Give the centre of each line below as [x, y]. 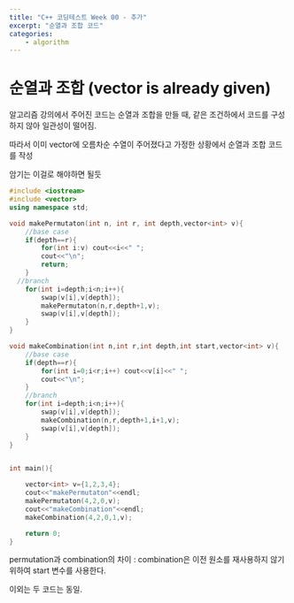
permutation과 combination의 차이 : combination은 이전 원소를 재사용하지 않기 [147, 560]
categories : [31, 34]
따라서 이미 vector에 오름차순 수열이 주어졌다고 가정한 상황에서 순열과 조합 [138, 145]
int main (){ [31, 469]
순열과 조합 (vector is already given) [140, 88]
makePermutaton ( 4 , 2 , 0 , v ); [73, 501]
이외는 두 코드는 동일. [46, 590]
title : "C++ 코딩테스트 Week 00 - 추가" [78, 17]
